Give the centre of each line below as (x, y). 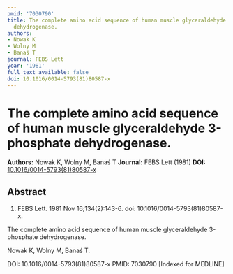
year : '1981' (26, 66)
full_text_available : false (48, 72)
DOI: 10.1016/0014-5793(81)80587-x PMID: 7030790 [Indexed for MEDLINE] (116, 264)
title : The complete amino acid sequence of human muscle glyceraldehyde (117, 20)
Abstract (27, 192)
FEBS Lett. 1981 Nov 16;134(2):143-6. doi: (76, 209)
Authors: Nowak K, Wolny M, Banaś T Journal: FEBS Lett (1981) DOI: (106, 162)
